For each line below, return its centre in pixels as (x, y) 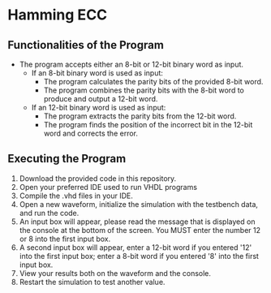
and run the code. (49, 213)
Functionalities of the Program (86, 45)
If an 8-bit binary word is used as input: (97, 73)
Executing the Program (67, 159)
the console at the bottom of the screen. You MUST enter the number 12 (140, 230)
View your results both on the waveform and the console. (115, 273)
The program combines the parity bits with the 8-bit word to (144, 90)
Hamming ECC (58, 15)
